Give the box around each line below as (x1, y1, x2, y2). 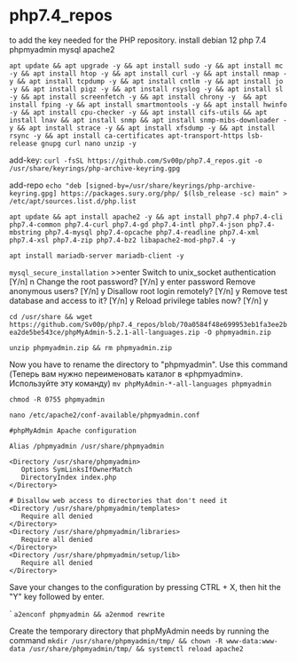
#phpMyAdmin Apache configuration (9, 426, 137, 435)
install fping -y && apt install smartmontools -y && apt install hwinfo (9, 100, 288, 109)
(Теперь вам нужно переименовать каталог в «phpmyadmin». (9, 368, 244, 379)
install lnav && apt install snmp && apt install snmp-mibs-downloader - (9, 116, 288, 124)
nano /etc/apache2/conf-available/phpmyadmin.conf (9, 411, 200, 419)
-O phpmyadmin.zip (203, 328, 272, 337)
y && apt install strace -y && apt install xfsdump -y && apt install (9, 124, 276, 132)
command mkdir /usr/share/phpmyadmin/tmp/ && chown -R (9, 634, 223, 645)
